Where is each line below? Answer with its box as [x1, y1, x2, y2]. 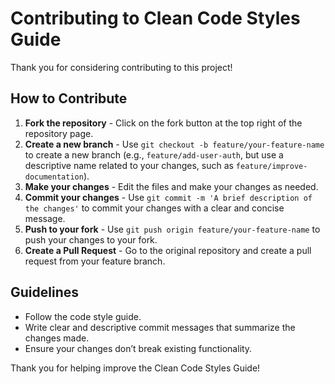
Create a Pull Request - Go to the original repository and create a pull [24, 244, 312, 256]
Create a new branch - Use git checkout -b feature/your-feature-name [24, 138, 325, 150]
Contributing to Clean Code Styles [10, 7, 301, 30]
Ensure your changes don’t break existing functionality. [24, 342, 253, 354]
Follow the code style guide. [24, 310, 142, 322]
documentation [24, 172, 84, 182]
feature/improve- [235, 161, 308, 171]
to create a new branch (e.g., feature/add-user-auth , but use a [24, 148, 284, 161]
